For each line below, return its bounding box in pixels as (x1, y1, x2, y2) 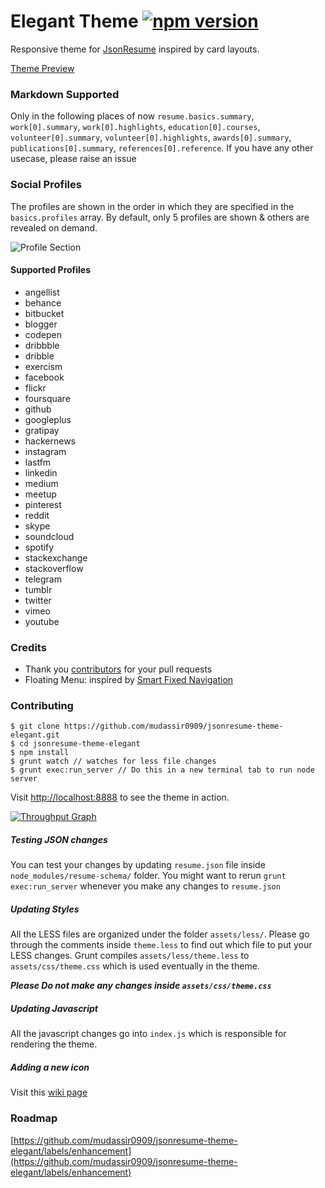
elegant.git (10, 730, 60, 740)
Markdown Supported (10, 87, 120, 101)
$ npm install (10, 748, 70, 758)
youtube (24, 615, 60, 627)
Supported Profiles (10, 264, 92, 276)
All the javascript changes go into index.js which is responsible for (10, 1028, 287, 1040)
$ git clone (10, 721, 60, 732)
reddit (24, 509, 50, 521)
